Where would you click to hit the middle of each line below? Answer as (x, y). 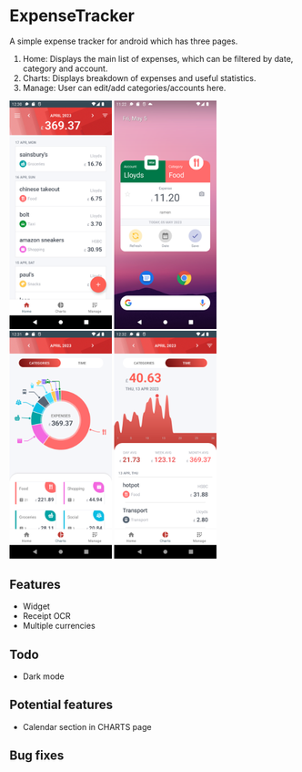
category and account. (65, 68)
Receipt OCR (46, 616)
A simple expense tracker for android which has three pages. (124, 41)
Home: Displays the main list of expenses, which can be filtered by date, (158, 58)
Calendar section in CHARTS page (87, 726)
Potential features (61, 705)
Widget (36, 606)
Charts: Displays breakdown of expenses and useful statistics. (139, 77)
